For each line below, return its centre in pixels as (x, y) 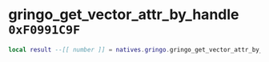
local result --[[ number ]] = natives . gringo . (89, 49)
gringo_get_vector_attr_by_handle (124, 15)
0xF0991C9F (44, 30)
